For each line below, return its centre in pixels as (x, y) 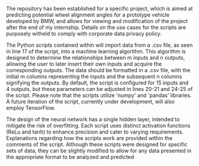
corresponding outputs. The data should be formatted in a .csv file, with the (98, 70)
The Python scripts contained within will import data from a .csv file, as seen (99, 45)
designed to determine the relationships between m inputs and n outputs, (96, 58)
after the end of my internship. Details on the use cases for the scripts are (96, 27)
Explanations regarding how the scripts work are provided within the (89, 138)
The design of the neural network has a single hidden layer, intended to (93, 119)
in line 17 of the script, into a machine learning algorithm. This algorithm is (96, 51)
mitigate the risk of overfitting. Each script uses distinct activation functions (98, 126)
